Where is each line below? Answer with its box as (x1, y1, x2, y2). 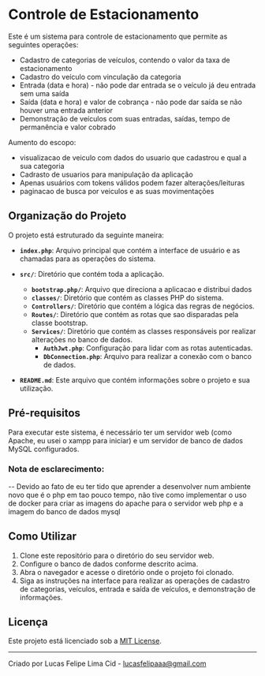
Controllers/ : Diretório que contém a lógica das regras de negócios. (31, 301, 255, 311)
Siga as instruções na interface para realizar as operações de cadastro (19, 576, 250, 585)
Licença (8, 615, 49, 629)
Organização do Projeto (8, 209, 127, 222)
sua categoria (19, 161, 65, 170)
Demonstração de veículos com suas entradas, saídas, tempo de (19, 114, 230, 123)
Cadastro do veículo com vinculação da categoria (19, 72, 181, 81)
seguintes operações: (8, 39, 79, 49)
